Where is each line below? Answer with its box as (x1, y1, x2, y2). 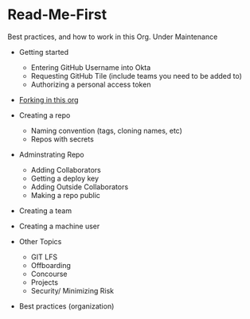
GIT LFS (30, 252, 57, 262)
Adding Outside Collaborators (30, 181, 129, 192)
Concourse (30, 269, 68, 278)
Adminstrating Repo (18, 150, 84, 159)
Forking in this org (18, 95, 79, 104)
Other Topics (18, 236, 62, 246)
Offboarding (30, 260, 71, 270)
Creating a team (18, 205, 72, 216)
